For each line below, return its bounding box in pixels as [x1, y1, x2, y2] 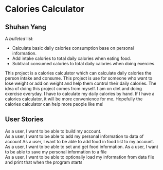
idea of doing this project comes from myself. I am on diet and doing [5, 86, 142, 91]
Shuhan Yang [5, 23, 46, 31]
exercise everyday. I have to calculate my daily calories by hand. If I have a [5, 91, 155, 96]
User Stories [5, 115, 44, 124]
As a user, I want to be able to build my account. [5, 128, 102, 134]
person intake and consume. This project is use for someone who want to [5, 76, 152, 81]
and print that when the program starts [5, 159, 83, 165]
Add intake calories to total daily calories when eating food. [12, 56, 131, 61]
